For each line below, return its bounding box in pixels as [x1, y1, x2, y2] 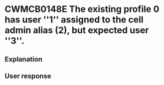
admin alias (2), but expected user [4, 25, 149, 36]
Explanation [4, 55, 43, 63]
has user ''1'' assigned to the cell [4, 14, 144, 25]
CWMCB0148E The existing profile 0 [4, 3, 160, 15]
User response [4, 72, 51, 80]
